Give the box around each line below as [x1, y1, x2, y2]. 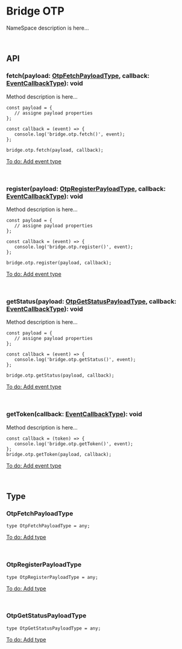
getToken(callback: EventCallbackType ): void [6, 410, 143, 419]
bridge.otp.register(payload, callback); [6, 259, 112, 266]
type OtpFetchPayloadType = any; [6, 523, 90, 529]
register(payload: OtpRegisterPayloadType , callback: [6, 184, 166, 193]
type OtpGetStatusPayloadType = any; [6, 625, 101, 631]
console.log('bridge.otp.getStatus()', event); [14, 357, 136, 363]
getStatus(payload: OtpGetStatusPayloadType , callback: [6, 297, 177, 305]
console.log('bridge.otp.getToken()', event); [14, 440, 134, 447]
